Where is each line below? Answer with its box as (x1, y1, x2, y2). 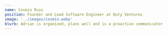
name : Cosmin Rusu (5, 7, 43, 12)
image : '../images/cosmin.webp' (5, 16, 73, 21)
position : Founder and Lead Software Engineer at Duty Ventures (5, 12, 143, 17)
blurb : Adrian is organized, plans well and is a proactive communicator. (5, 21, 165, 26)
